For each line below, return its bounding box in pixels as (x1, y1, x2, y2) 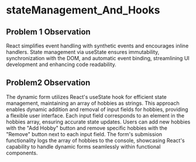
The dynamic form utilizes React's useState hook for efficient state (6, 93, 167, 100)
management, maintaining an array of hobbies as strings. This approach (6, 99, 180, 106)
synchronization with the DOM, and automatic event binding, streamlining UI (6, 55, 190, 61)
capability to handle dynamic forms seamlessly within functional (6, 143, 161, 150)
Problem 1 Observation (6, 27, 91, 37)
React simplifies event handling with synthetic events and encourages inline (6, 42, 189, 49)
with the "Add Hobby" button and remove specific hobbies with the (6, 124, 168, 132)
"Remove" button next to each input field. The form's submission (6, 130, 163, 137)
